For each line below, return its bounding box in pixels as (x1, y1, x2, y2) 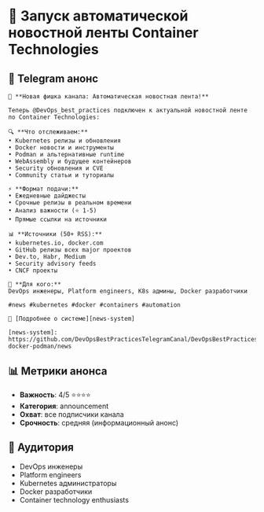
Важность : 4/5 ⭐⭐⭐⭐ (19, 389, 92, 400)
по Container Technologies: (8, 113, 101, 121)
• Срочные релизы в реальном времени (8, 199, 132, 207)
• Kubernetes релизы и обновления (8, 137, 122, 145)
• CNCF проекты (8, 267, 58, 274)
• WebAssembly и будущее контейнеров (8, 157, 132, 165)
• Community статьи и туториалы (8, 171, 114, 179)
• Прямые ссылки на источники (8, 215, 108, 223)
